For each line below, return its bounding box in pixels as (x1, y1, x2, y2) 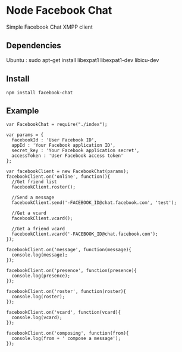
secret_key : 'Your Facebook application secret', (11, 147, 140, 154)
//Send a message (11, 194, 55, 200)
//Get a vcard (11, 210, 46, 217)
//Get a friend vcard (11, 226, 65, 232)
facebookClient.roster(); (11, 184, 76, 190)
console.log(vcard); (11, 314, 62, 321)
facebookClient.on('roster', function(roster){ (6, 289, 127, 295)
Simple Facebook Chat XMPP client (6, 23, 93, 30)
